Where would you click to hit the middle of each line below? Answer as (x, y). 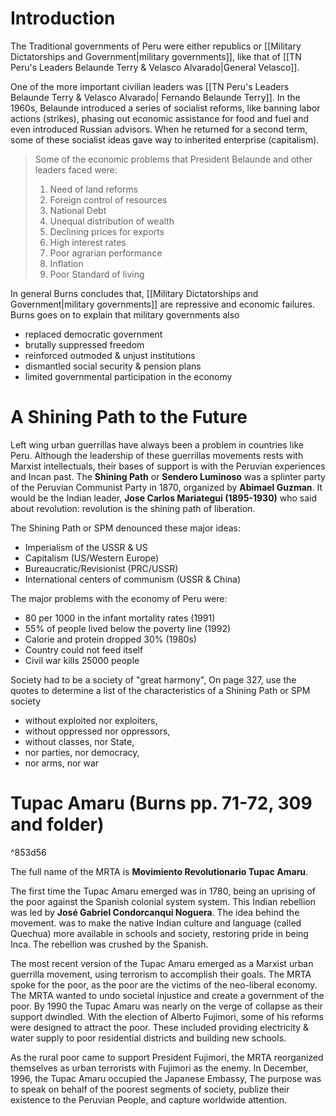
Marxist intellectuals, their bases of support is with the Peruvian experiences (168, 466)
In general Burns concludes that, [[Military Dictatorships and (134, 293)
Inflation (66, 263)
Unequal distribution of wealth (112, 221)
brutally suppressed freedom (84, 344)
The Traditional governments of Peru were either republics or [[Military (156, 46)
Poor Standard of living (97, 274)
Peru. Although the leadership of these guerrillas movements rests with (157, 455)
